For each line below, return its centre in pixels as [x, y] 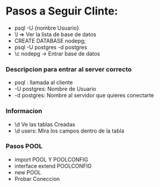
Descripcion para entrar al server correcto [69, 69]
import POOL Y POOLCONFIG [51, 159]
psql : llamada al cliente [43, 82]
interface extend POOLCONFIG [53, 166]
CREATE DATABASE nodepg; [50, 41]
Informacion [24, 111]
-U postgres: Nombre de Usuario [55, 89]
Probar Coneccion [37, 179]
